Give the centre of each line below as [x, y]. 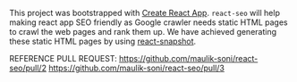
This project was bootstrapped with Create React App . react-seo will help [144, 13]
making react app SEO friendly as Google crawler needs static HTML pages [148, 22]
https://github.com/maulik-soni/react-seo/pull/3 [137, 68]
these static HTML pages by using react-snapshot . [103, 41]
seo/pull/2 [28, 68]
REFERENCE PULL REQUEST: [64, 58]
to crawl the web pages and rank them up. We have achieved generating [143, 32]
